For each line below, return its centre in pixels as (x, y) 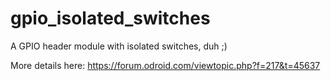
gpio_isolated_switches (110, 18)
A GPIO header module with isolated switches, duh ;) (119, 46)
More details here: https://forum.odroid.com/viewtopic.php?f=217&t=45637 (165, 65)
